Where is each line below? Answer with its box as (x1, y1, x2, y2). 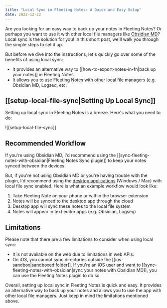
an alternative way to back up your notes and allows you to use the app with (5, 287, 162, 293)
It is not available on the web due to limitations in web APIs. (12, 251, 135, 257)
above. (5, 298, 19, 304)
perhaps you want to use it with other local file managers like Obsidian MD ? (5, 31, 161, 37)
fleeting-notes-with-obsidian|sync (12, 267, 83, 273)
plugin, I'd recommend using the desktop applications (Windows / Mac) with (5, 178, 162, 184)
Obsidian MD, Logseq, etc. (12, 82, 67, 88)
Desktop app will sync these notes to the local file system (12, 203, 131, 209)
